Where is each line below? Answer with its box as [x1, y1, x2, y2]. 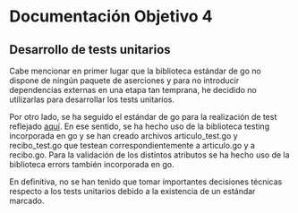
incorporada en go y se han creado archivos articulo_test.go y [9, 131, 239, 141]
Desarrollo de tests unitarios [9, 42, 172, 57]
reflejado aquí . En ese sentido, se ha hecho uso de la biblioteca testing [9, 121, 270, 132]
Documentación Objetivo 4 [9, 6, 213, 27]
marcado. [9, 195, 45, 206]
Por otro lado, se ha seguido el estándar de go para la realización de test [9, 112, 277, 122]
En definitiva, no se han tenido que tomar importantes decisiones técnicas [9, 176, 283, 187]
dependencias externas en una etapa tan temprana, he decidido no [9, 85, 257, 95]
